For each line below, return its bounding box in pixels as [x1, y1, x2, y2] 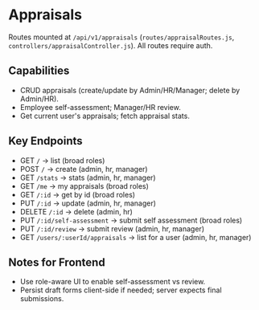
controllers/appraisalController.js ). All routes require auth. [8, 40, 213, 50]
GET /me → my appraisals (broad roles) [19, 181, 149, 190]
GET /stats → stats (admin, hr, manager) [19, 173, 156, 182]
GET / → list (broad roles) [19, 155, 105, 165]
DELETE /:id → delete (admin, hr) [19, 206, 133, 216]
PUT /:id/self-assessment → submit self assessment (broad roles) [19, 215, 243, 225]
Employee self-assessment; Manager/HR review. [19, 102, 181, 112]
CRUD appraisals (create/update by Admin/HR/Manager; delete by [19, 85, 240, 95]
